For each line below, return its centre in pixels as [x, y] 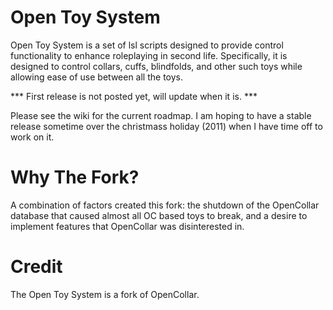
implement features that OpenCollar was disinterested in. [127, 226]
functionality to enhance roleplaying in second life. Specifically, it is [149, 55]
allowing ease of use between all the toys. [97, 77]
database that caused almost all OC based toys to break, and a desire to [159, 215]
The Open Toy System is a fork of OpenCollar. [105, 294]
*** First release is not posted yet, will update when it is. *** [134, 96]
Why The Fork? [75, 177]
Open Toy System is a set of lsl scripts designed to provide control [147, 45]
